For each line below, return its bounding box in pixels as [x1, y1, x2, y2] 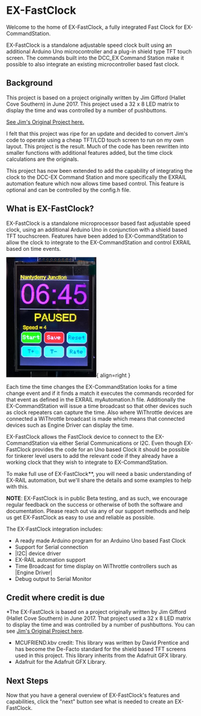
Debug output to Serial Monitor [14, 575, 92, 582]
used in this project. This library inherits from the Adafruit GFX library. [14, 652, 187, 659]
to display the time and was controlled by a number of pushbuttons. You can [6, 621, 195, 628]
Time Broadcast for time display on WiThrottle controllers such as [14, 562, 178, 570]
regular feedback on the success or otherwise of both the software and [6, 501, 183, 508]
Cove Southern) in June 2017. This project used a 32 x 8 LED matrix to [6, 100, 179, 107]
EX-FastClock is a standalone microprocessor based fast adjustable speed [6, 220, 191, 227]
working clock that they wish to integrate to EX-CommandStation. [6, 459, 168, 466]
